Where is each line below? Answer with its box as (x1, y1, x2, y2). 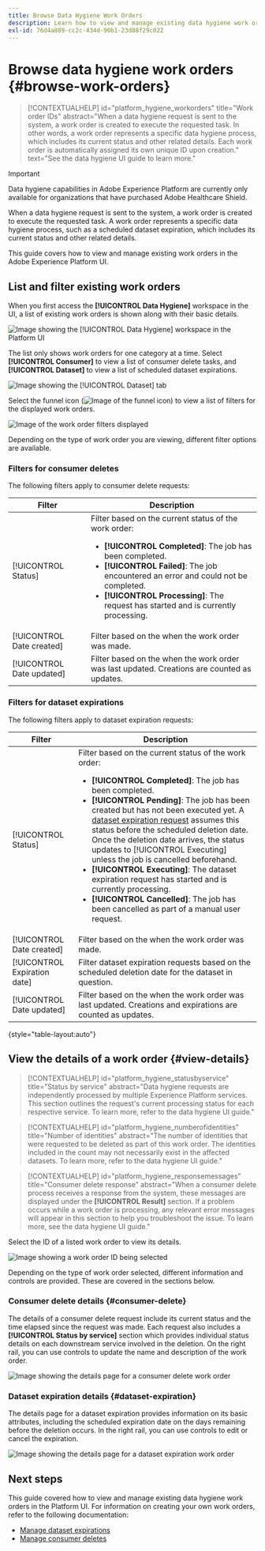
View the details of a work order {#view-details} (8, 1053, 250, 1066)
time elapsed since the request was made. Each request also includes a (8, 1322, 241, 1331)
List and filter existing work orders (8, 280, 181, 293)
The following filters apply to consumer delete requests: (8, 481, 190, 490)
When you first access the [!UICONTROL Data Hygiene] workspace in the (8, 301, 248, 311)
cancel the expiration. (8, 1434, 79, 1443)
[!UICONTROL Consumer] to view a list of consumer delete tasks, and (8, 357, 237, 366)
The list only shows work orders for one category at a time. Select (8, 349, 222, 358)
